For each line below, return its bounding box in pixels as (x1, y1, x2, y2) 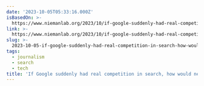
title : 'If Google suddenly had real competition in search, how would (6, 71, 191, 77)
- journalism (12, 54, 45, 60)
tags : (6, 48, 20, 55)
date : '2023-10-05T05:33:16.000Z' (6, 8, 94, 15)
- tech (12, 65, 29, 71)
